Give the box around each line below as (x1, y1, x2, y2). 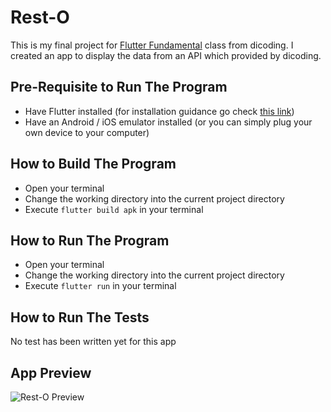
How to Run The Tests (10, 309, 150, 326)
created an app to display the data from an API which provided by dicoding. (10, 49, 322, 61)
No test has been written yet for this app (10, 336, 177, 348)
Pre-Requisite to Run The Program (10, 79, 228, 96)
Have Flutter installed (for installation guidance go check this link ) (24, 105, 295, 117)
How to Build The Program (10, 156, 177, 173)
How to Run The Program (10, 232, 170, 249)
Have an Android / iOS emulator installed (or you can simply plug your (24, 116, 313, 128)
